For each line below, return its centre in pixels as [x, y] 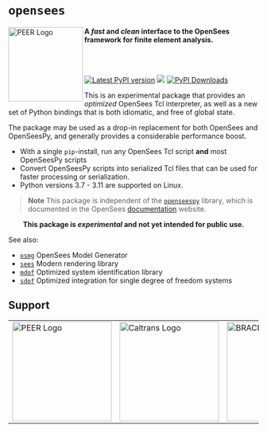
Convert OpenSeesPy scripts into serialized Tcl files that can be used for [139, 168]
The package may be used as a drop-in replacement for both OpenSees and [133, 127]
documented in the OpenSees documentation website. [117, 209]
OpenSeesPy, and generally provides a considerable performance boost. [128, 136]
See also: [23, 239]
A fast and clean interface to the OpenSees [157, 31]
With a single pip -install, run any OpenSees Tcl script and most [123, 151]
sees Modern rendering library [69, 263]
